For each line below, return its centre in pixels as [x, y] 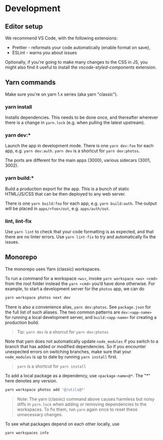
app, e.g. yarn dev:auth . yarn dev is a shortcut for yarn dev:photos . [72, 151]
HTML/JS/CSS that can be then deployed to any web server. [65, 194]
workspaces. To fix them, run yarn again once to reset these [77, 409]
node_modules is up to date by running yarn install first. [61, 357]
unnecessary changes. [40, 414]
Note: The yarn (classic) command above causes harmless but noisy [86, 399]
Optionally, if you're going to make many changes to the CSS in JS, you [76, 62]
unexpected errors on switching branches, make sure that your [68, 352]
